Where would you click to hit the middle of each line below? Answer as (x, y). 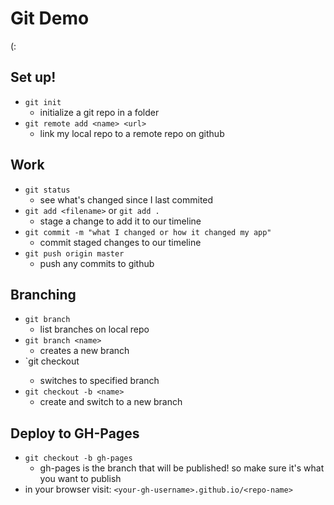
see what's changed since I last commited (126, 199)
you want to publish (80, 479)
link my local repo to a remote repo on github (132, 133)
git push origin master (74, 253)
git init (43, 102)
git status (47, 190)
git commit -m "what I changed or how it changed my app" (148, 232)
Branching (43, 294)
